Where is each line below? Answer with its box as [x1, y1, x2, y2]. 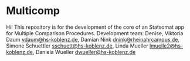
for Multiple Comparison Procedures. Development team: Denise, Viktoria [6, 29, 184, 36]
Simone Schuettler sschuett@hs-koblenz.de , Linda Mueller [6, 42, 148, 49]
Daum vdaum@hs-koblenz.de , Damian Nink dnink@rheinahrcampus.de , [6, 36, 180, 43]
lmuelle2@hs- [149, 42, 184, 49]
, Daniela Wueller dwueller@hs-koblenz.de [32, 48, 136, 55]
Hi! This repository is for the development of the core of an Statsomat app [6, 23, 185, 30]
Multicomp [6, 4, 60, 18]
